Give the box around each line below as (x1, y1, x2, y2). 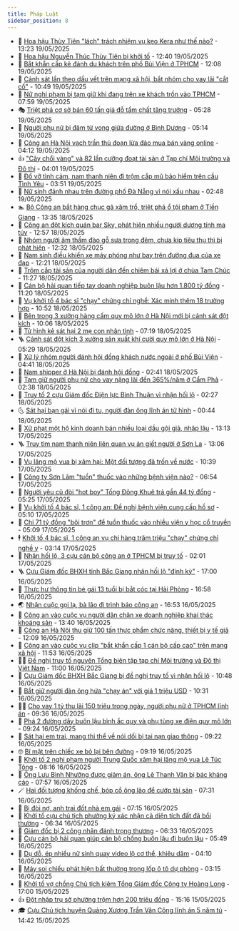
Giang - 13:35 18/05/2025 (17, 213, 93, 221)
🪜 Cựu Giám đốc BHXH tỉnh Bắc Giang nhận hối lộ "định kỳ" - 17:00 (17, 566, 218, 575)
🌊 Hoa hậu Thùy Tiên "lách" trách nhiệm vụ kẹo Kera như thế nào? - (17, 36, 218, 45)
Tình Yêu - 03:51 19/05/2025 (17, 179, 102, 188)
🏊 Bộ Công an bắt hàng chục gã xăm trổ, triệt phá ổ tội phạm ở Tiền (17, 203, 219, 211)
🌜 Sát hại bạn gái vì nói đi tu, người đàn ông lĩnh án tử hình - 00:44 (17, 406, 215, 414)
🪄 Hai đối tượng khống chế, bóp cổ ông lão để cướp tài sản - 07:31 (17, 785, 215, 794)
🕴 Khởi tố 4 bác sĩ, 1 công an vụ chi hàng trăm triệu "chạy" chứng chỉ (17, 533, 219, 542)
